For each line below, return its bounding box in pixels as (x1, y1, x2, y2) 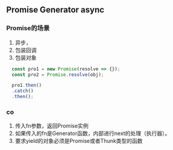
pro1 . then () (11, 83, 42, 89)
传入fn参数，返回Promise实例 (15, 122, 89, 130)
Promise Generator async (6, 5, 105, 15)
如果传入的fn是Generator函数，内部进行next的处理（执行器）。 (15, 130, 171, 137)
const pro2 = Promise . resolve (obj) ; (11, 72, 104, 78)
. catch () (11, 88, 34, 94)
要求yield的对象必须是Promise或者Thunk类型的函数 (15, 137, 143, 145)
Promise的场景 (6, 24, 50, 33)
